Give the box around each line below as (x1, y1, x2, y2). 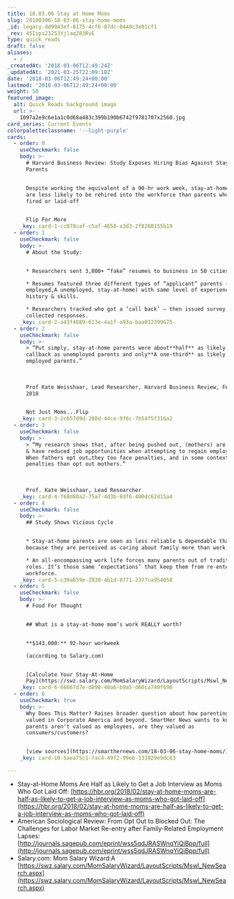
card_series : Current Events (7, 120, 92, 128)
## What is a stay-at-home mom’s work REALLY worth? (25, 621, 182, 628)
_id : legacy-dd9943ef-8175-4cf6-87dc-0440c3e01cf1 (7, 23, 157, 30)
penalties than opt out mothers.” (25, 461, 127, 468)
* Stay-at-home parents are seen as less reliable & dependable (25, 538, 217, 545)
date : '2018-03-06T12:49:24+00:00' (7, 75, 111, 82)
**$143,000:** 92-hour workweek (25, 639, 120, 646)
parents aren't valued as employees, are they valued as (25, 723, 195, 730)
